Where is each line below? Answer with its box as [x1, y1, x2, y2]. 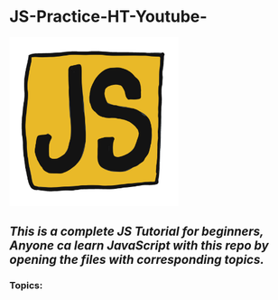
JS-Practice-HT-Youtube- [9, 6, 208, 27]
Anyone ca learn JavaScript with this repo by [9, 238, 269, 254]
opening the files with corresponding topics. [9, 252, 264, 267]
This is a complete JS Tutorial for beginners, [9, 224, 264, 239]
